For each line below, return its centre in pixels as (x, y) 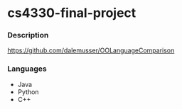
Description (28, 35)
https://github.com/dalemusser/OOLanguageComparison (91, 50)
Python (28, 92)
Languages (27, 69)
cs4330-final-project (72, 13)
